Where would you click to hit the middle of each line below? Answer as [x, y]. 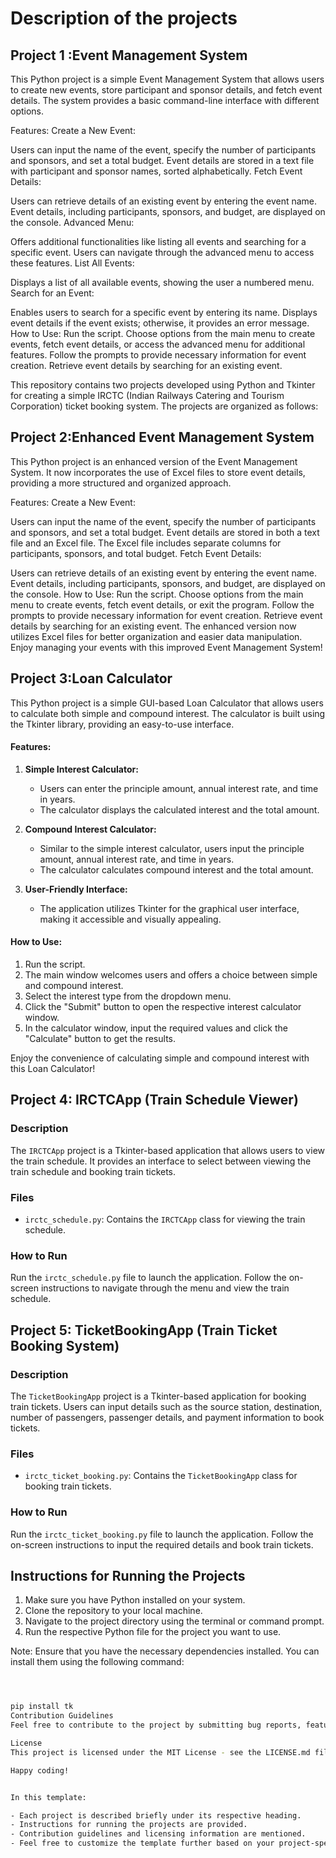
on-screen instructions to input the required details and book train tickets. [162, 1544]
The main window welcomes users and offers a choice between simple [171, 975]
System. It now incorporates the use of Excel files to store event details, [158, 472]
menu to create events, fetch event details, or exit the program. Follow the [162, 604]
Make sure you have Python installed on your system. [135, 1600]
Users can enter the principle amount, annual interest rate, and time [179, 788]
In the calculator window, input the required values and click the [156, 1028]
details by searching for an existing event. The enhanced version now [153, 626]
